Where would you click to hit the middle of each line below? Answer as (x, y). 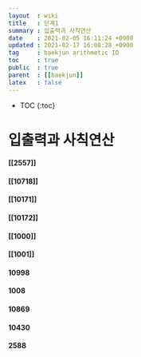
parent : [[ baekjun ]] (46, 75)
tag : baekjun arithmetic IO (64, 53)
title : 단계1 (33, 23)
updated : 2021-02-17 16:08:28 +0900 (71, 46)
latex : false (35, 82)
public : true (33, 68)
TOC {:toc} (37, 105)
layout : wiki (33, 16)
